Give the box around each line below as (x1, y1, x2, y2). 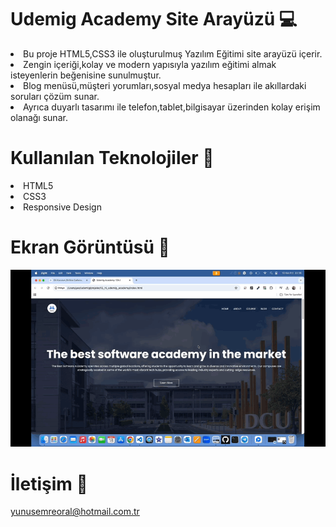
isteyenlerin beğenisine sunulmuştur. (10, 69, 162, 81)
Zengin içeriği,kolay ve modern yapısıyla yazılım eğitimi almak (23, 58, 277, 70)
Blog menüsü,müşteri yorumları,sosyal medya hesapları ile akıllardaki (23, 79, 307, 91)
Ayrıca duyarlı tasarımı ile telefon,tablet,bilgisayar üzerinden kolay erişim (23, 101, 321, 113)
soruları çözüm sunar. (10, 90, 100, 102)
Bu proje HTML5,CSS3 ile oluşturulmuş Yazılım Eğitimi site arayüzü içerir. (23, 47, 323, 60)
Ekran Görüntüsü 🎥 (10, 236, 170, 259)
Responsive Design (23, 201, 102, 213)
